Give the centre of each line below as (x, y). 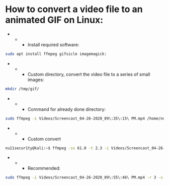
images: (36, 80)
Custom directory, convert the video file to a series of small (89, 74)
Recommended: (44, 168)
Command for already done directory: (67, 109)
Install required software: (53, 44)
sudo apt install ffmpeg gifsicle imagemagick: (56, 54)
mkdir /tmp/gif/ (22, 89)
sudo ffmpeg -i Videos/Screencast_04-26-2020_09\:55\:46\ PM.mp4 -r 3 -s (84, 177)
